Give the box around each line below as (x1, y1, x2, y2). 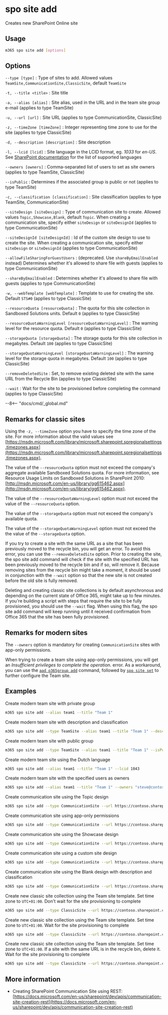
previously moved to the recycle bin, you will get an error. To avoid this (5, 546, 151, 552)
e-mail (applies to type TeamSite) (5, 105, 74, 111)
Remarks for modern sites (5, 628, 88, 637)
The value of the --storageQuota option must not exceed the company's (5, 510, 153, 516)
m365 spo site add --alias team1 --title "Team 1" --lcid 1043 (5, 766, 140, 771)
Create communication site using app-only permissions (5, 812, 119, 818)
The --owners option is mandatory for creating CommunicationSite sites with (5, 641, 160, 648)
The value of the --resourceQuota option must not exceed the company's (5, 464, 155, 470)
